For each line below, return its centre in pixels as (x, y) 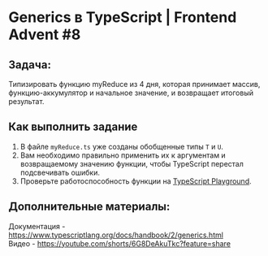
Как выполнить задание (73, 127)
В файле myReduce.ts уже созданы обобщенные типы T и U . (121, 146)
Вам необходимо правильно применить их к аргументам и (123, 155)
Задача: (30, 65)
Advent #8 (45, 35)
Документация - (37, 226)
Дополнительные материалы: (89, 207)
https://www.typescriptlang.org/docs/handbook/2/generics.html (116, 235)
